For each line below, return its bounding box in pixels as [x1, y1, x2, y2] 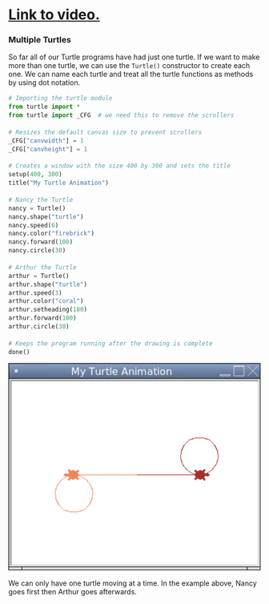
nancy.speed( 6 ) [8, 221, 59, 229]
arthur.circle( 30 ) [8, 323, 70, 331]
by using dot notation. [8, 78, 81, 87]
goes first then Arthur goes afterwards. [8, 587, 138, 597]
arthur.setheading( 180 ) [8, 306, 88, 314]
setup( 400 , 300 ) [8, 171, 62, 179]
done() [8, 348, 30, 356]
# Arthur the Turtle [8, 263, 78, 272]
